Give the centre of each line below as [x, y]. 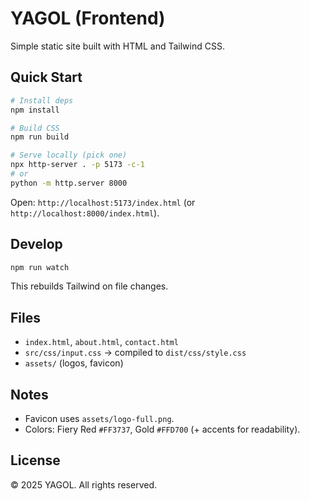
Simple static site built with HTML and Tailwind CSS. [117, 46]
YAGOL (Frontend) [88, 18]
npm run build [40, 137]
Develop [36, 244]
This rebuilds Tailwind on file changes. [89, 286]
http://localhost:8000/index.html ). [85, 213]
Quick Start [46, 77]
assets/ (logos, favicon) [74, 363]
